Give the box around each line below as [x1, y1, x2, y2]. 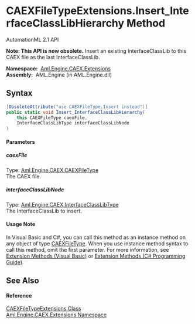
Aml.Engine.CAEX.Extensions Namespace [6, 311, 107, 318]
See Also [6, 276, 39, 286]
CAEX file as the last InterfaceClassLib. [6, 53, 101, 60]
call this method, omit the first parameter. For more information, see [6, 246, 169, 253]
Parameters [6, 138, 35, 145]
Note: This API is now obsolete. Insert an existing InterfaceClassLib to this [6, 47, 186, 54]
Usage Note [6, 221, 36, 228]
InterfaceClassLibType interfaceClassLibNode [16, 120, 130, 126]
